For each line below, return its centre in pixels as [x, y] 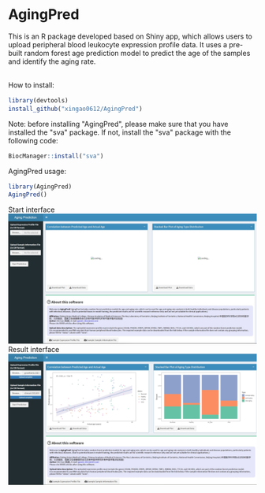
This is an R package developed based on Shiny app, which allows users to [130, 36]
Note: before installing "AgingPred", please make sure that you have [118, 124]
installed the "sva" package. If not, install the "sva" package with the [119, 132]
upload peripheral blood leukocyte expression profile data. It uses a [118, 44]
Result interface [34, 350]
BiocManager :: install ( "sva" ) [56, 156]
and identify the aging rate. [52, 61]
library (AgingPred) [40, 187]
